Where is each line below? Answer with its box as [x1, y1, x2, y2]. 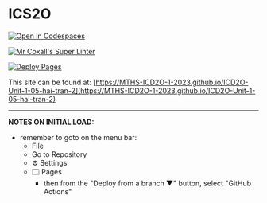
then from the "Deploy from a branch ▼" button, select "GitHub [43, 178, 252, 188]
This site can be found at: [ [8, 77, 96, 87]
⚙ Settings [31, 158, 68, 167]
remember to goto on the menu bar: [19, 132, 137, 142]
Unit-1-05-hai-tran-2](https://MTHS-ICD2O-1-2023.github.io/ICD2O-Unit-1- [8, 85, 256, 96]
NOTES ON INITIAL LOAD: [8, 117, 95, 127]
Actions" [43, 186, 72, 196]
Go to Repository [31, 149, 87, 159]
